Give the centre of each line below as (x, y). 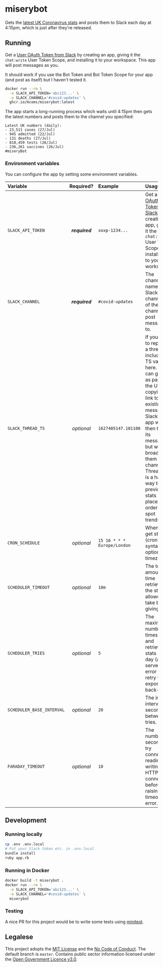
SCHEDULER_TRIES (26, 653)
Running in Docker (27, 870)
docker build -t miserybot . (34, 881)
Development (26, 820)
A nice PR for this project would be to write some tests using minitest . (74, 922)
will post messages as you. (32, 65)
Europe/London (114, 545)
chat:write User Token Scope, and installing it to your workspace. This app (81, 60)
